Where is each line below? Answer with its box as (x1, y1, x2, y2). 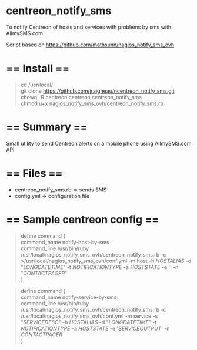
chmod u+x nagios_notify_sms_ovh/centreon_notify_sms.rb (20, 100, 163, 107)
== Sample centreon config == (6, 213, 159, 226)
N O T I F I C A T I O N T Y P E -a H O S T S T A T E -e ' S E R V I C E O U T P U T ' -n (20, 325, 170, 332)
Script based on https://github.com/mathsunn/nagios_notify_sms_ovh (6, 41, 175, 48)
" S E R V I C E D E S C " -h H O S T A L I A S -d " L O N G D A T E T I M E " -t (20, 318, 157, 325)
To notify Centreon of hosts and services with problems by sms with (6, 23, 172, 31)
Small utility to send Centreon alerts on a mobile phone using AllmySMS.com (6, 140, 192, 147)
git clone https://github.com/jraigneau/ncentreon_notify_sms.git (20, 87, 175, 95)
